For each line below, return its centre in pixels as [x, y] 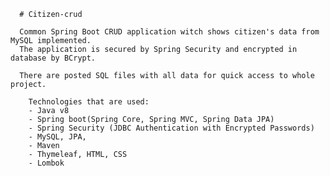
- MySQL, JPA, [57, 137]
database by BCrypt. [53, 58]
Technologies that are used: [89, 102]
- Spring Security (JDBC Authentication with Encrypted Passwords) [171, 128]
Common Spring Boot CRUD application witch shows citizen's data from [169, 32]
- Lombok [46, 163]
